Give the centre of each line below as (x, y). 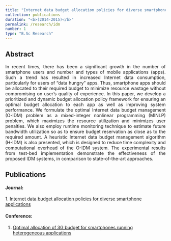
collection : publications (33, 15)
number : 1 (16, 29)
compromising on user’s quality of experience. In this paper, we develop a (85, 93)
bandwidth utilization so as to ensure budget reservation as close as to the (85, 131)
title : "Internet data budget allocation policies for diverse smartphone (86, 10)
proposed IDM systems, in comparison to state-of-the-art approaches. (79, 158)
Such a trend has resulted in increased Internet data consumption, (85, 77)
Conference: (19, 216)
